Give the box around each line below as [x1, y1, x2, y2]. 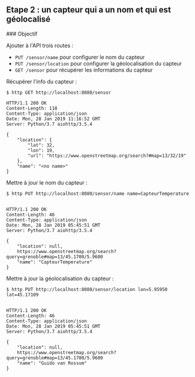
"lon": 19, [28, 147, 55, 153]
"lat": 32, [28, 142, 55, 148]
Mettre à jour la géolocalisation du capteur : [6, 275, 114, 282]
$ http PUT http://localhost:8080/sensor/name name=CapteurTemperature [6, 191, 189, 197]
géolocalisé [6, 14, 51, 25]
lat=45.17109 [6, 292, 39, 298]
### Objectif [6, 30, 38, 37]
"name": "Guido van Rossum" [17, 360, 87, 366]
